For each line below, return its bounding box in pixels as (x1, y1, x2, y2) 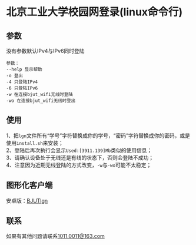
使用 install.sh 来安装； (6, 139, 64, 146)
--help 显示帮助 (6, 67, 42, 72)
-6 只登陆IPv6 (6, 85, 38, 91)
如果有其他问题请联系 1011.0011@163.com (6, 233, 105, 240)
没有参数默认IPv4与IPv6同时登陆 (6, 48, 85, 54)
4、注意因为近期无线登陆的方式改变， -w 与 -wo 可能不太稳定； (6, 161, 152, 168)
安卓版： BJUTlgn (6, 197, 48, 204)
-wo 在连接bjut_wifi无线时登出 (6, 98, 76, 104)
